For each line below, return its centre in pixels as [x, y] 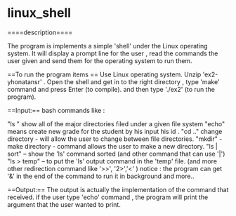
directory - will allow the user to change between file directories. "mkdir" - [115, 139]
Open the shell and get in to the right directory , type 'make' [133, 81]
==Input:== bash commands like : [56, 110]
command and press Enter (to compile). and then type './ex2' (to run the [111, 89]
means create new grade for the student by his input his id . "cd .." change [115, 131]
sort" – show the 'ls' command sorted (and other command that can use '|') [116, 154]
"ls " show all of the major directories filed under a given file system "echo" [116, 123]
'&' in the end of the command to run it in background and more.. [101, 176]
